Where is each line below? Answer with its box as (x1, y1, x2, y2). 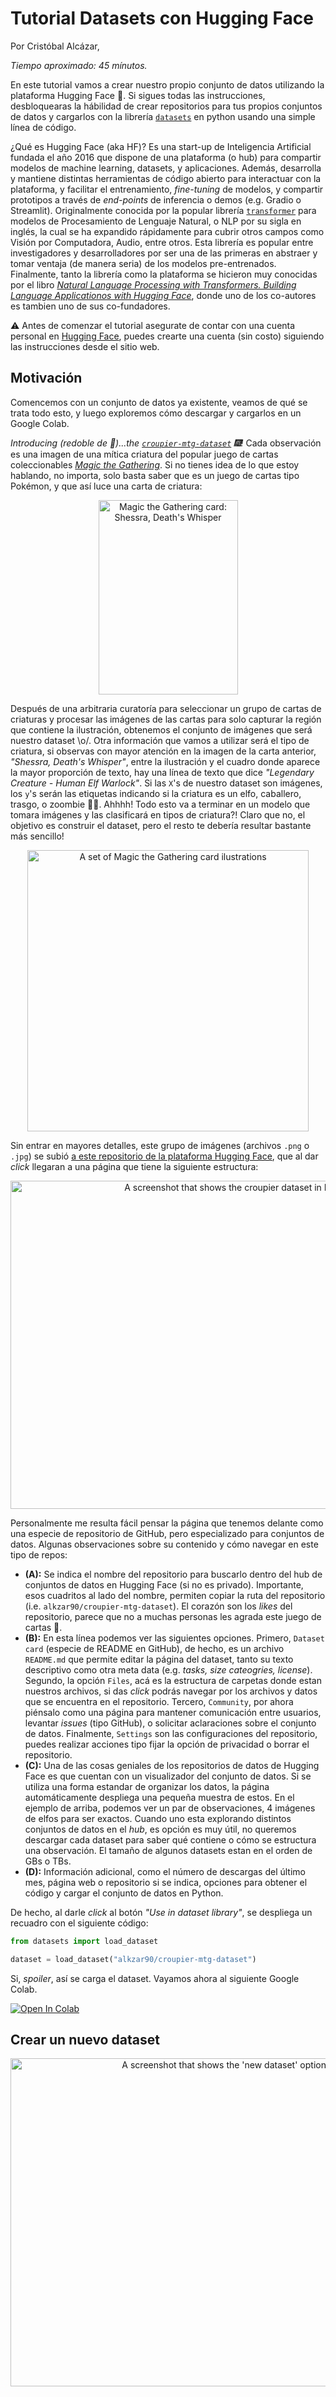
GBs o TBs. (24, 1855, 72, 1867)
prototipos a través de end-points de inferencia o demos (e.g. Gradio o (10, 193, 302, 206)
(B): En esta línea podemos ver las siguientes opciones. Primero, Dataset (24, 1632, 325, 1644)
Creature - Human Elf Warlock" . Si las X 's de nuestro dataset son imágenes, (10, 777, 323, 789)
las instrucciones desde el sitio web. (10, 340, 160, 352)
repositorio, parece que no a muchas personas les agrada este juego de (24, 1610, 322, 1622)
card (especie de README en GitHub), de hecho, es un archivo (24, 1642, 285, 1654)
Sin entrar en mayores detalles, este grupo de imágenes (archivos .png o (10, 1139, 310, 1151)
